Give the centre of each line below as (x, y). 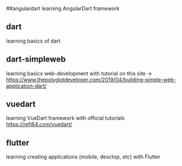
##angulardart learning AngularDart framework (63, 8)
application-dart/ (26, 86)
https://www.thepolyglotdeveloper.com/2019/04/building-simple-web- (91, 79)
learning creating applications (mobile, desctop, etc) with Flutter (83, 157)
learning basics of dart (33, 41)
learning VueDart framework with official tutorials (65, 118)
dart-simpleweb (36, 59)
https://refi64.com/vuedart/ (39, 124)
